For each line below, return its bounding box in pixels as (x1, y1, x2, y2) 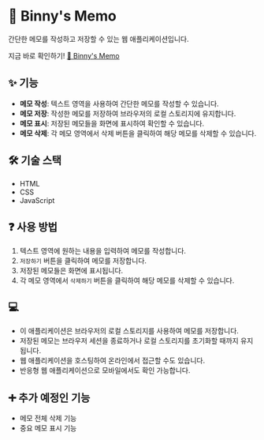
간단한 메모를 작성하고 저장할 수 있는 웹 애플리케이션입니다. (8, 34, 189, 43)
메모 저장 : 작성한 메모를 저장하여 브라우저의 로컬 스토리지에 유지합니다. (19, 108, 236, 118)
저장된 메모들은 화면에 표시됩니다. (19, 266, 124, 276)
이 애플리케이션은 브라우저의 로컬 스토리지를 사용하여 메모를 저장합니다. (19, 326, 239, 336)
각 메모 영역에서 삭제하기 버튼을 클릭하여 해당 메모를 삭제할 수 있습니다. (19, 276, 235, 285)
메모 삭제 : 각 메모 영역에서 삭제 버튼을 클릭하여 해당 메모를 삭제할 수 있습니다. (19, 128, 257, 137)
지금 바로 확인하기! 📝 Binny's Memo (8, 51, 120, 60)
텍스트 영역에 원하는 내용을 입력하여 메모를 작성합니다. (19, 246, 187, 256)
